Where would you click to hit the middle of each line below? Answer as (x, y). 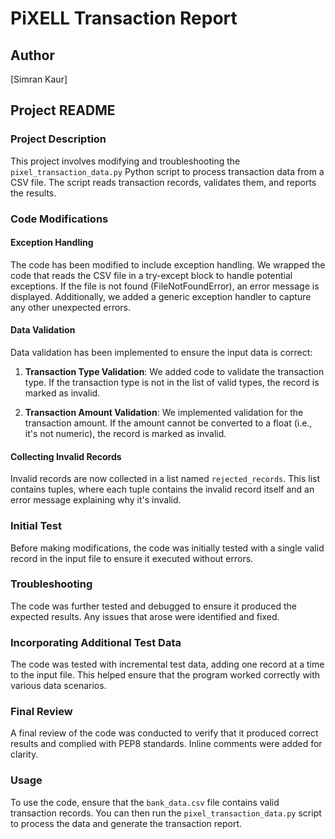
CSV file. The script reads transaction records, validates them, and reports (163, 182)
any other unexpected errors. (71, 307)
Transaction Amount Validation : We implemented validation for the (164, 413)
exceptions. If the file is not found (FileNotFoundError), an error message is (165, 286)
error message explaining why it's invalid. (96, 500)
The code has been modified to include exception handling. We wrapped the (168, 264)
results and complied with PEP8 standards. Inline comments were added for (166, 744)
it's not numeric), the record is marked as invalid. (125, 434)
